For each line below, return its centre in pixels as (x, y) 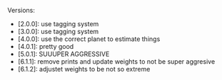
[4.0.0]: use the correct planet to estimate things (89, 39)
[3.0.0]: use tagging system (58, 32)
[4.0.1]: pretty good (46, 46)
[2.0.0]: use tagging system (58, 24)
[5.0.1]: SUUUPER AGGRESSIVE (64, 54)
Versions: (21, 10)
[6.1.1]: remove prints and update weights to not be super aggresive (116, 62)
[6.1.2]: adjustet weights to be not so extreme (84, 69)
